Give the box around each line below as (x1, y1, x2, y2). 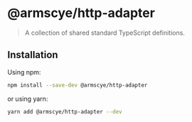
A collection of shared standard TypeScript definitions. (24, 28, 185, 37)
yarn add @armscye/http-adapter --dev (7, 108, 122, 115)
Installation (7, 49, 58, 61)
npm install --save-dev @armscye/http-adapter (7, 82, 148, 89)
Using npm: (7, 67, 41, 76)
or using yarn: (7, 94, 48, 103)
